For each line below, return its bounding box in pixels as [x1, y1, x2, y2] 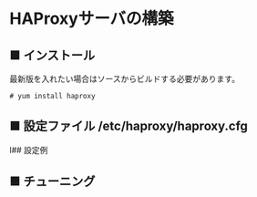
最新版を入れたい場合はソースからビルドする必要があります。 [9, 74, 240, 84]
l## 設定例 [9, 144, 48, 155]
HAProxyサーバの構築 [9, 8, 175, 29]
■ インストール [9, 47, 96, 63]
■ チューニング [9, 174, 96, 190]
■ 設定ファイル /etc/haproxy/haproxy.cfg [9, 119, 249, 134]
